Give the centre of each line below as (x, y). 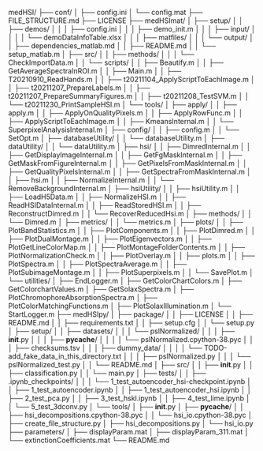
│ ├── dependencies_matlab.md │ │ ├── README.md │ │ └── (112, 46)
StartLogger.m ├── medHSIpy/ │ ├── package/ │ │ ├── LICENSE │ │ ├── (131, 314)
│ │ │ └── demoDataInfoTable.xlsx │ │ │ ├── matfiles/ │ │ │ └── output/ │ (131, 37)
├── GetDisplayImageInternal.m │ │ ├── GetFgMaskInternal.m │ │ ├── (125, 155)
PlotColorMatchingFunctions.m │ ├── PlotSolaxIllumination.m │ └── (120, 306)
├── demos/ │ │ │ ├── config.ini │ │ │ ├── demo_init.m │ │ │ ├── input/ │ (132, 29)
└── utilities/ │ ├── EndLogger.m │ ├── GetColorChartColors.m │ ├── (125, 281)
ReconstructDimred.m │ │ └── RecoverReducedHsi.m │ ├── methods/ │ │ (130, 214)
